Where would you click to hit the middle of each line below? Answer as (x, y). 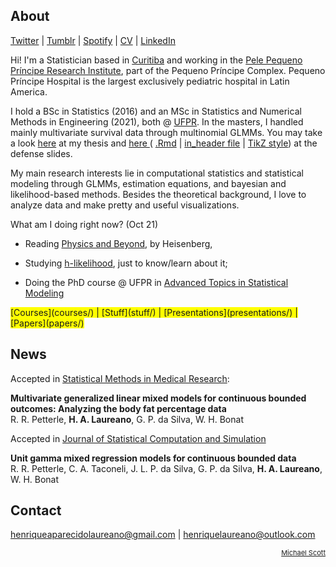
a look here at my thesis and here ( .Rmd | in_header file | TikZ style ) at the (164, 143)
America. (29, 91)
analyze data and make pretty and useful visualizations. (125, 205)
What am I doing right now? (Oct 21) (84, 224)
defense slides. (41, 153)
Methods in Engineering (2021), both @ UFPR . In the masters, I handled (157, 121)
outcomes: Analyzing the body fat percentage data (118, 408)
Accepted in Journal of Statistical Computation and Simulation (138, 438)
